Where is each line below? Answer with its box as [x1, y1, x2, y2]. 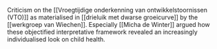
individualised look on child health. [7, 35, 105, 43]
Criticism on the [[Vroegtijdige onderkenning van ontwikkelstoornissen [7, 6, 208, 14]
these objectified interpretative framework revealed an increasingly [7, 28, 198, 36]
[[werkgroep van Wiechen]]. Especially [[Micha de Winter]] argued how [7, 21, 210, 28]
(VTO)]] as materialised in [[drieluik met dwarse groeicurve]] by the [7, 13, 198, 21]
